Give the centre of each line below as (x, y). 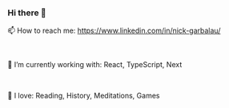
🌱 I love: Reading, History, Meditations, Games (84, 96)
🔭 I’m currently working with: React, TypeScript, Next (95, 65)
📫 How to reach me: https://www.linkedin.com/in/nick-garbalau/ (114, 30)
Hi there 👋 (27, 13)
